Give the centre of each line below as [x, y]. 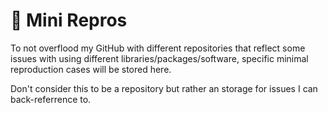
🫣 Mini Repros [69, 20]
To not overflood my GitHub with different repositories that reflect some [158, 48]
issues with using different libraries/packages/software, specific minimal [159, 58]
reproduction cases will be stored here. [91, 69]
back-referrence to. [51, 99]
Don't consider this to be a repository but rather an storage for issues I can [164, 88]
